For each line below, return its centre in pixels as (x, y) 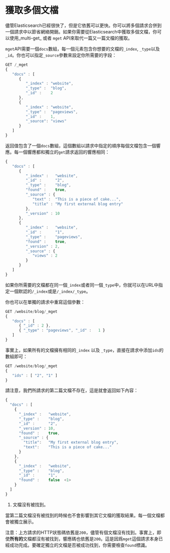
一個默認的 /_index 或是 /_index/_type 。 (50, 291)
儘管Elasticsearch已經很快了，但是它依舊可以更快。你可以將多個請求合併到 (83, 25)
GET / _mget (17, 65)
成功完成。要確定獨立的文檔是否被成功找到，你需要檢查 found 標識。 (79, 545)
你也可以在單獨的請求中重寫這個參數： (45, 302)
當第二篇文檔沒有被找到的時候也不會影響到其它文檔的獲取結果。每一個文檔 (83, 515)
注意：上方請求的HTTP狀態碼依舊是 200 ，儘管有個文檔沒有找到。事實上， (81, 532)
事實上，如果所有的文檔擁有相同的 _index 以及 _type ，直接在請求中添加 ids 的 (84, 350)
